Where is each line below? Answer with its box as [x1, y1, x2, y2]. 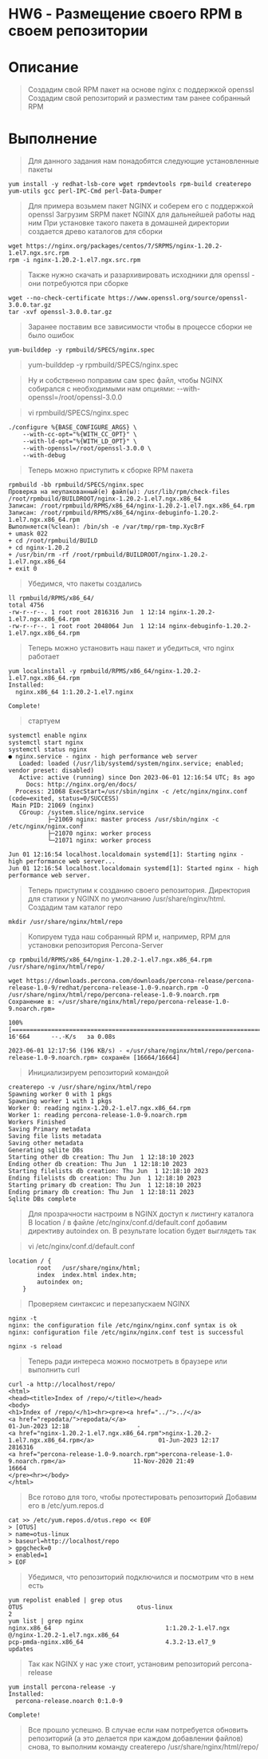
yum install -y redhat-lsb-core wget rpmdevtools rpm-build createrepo [8, 181, 251, 189]
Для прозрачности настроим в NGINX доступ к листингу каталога [27, 1209, 254, 1219]
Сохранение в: [8, 998, 56, 1006]
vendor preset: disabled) [8, 766, 94, 775]
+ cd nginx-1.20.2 [8, 544, 69, 552]
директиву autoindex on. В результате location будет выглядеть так [27, 1226, 257, 1236]
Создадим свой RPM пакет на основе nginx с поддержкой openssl [27, 85, 254, 94]
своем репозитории [8, 22, 148, 40]
